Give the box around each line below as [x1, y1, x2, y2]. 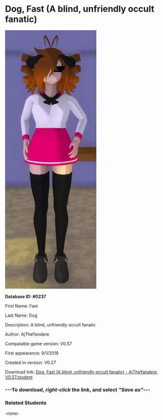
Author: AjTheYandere [5, 331, 50, 337]
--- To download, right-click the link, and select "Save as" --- [5, 386, 151, 393]
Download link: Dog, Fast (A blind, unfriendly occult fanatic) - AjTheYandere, [5, 369, 158, 375]
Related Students [5, 399, 47, 406]
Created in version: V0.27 [5, 359, 56, 365]
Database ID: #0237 [5, 293, 46, 299]
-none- [5, 410, 19, 417]
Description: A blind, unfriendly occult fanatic [5, 322, 96, 328]
